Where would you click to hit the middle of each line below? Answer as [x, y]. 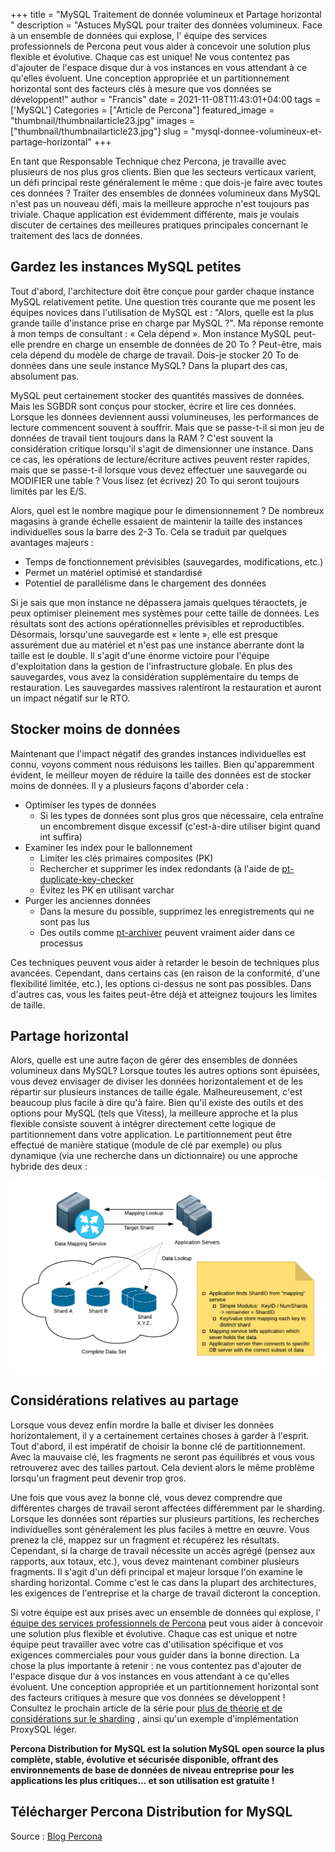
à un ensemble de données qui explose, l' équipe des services [139, 35]
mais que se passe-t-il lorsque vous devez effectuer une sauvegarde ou [159, 470]
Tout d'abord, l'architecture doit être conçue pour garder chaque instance [162, 291]
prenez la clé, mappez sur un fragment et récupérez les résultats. [145, 1540]
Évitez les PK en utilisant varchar [107, 890]
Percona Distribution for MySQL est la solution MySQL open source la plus [167, 1748]
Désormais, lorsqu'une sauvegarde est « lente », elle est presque [144, 634]
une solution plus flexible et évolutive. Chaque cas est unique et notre [154, 1633]
